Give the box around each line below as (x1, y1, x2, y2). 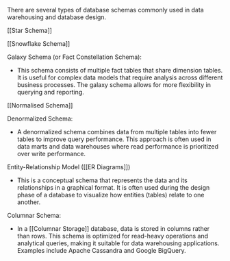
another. (16, 198, 41, 206)
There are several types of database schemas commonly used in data (7, 6, 204, 14)
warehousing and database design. (7, 13, 107, 21)
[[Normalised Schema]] (7, 101, 73, 109)
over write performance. (16, 150, 86, 158)
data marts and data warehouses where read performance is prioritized (16, 142, 219, 150)
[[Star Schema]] (7, 27, 53, 34)
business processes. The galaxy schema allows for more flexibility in (16, 81, 211, 88)
